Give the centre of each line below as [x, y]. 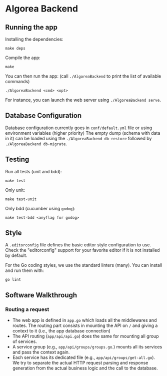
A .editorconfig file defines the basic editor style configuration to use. [78, 245]
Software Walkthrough [41, 295]
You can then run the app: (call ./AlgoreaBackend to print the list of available [83, 76]
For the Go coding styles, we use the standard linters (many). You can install [84, 265]
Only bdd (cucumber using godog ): [40, 208]
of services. [25, 341]
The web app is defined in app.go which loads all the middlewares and [84, 320]
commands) [17, 81]
